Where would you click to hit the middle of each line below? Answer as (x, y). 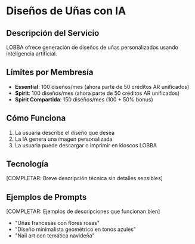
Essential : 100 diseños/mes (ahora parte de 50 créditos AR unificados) (102, 87)
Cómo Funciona (36, 118)
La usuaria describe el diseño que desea (65, 132)
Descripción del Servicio (53, 33)
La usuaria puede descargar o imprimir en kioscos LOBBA (86, 145)
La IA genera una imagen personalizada (64, 139)
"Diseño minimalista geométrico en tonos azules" (75, 229)
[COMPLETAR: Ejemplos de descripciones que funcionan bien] (83, 211)
